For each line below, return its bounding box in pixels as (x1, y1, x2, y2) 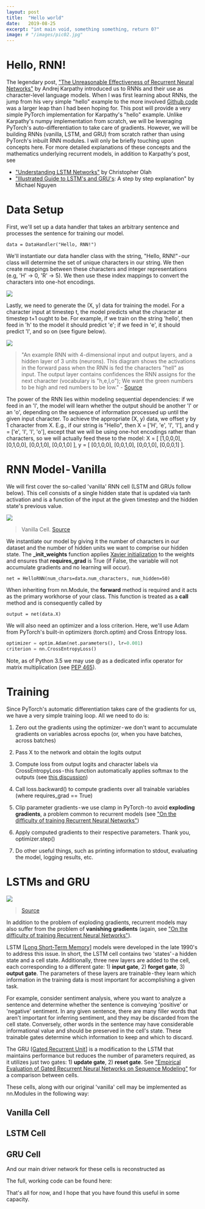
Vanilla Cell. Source (21, 525, 70, 533)
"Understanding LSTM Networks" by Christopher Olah (15, 169, 152, 176)
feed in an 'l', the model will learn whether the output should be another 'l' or (6, 402, 199, 409)
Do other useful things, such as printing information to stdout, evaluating (15, 847, 198, 854)
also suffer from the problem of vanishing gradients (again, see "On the (6, 925, 188, 932)
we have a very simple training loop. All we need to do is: (6, 711, 149, 719)
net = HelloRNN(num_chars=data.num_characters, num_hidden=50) (6, 575, 171, 582)
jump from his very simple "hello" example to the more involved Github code (6, 98, 198, 105)
